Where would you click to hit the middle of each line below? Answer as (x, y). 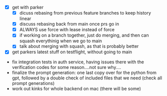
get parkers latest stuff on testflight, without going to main (72, 52)
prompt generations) (33, 83)
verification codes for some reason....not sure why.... (66, 67)
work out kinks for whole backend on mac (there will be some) (76, 89)
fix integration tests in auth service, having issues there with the (78, 62)
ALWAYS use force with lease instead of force (67, 30)
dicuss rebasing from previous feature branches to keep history (85, 13)
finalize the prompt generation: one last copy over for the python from (84, 73)
